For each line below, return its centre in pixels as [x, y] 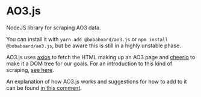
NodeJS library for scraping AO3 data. [54, 28]
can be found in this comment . [44, 87]
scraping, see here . [30, 69]
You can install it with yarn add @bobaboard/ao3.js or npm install [87, 39]
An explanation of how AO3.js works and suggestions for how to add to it [97, 81]
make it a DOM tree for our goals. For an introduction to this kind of [89, 63]
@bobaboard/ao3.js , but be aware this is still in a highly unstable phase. [94, 46]
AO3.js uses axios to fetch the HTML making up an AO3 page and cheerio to [101, 57]
